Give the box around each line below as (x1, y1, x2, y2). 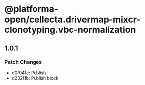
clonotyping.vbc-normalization (4, 25, 136, 35)
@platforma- (4, 3, 59, 15)
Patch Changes (4, 58, 42, 65)
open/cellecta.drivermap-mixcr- (4, 14, 141, 25)
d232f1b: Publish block (11, 75, 59, 81)
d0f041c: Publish (11, 70, 46, 76)
